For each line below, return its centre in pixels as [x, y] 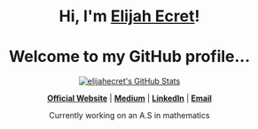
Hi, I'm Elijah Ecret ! [129, 16]
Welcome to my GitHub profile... [129, 57]
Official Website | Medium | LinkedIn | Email [129, 98]
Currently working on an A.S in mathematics [129, 116]
